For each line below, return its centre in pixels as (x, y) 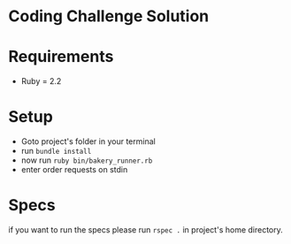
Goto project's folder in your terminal (88, 141)
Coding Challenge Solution (109, 16)
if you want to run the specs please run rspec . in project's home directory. (146, 230)
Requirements (61, 57)
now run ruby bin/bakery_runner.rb (87, 160)
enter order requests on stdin (74, 170)
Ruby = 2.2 (41, 81)
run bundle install (56, 151)
